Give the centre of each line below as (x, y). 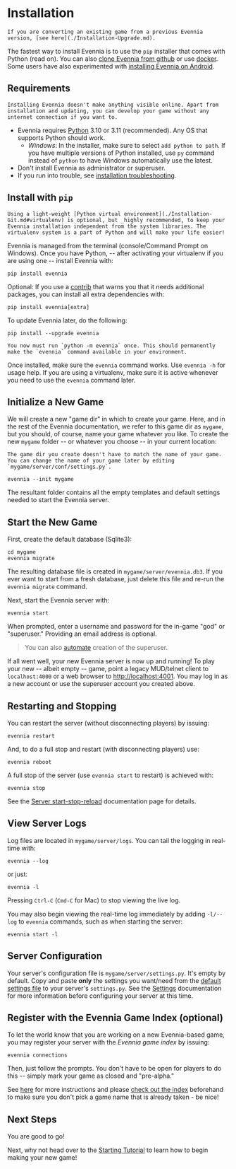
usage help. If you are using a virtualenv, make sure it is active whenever (113, 372)
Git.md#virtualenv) (36, 220)
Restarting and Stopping (62, 706)
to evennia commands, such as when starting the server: (101, 921)
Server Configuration (55, 956)
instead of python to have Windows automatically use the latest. (120, 160)
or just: (18, 874)
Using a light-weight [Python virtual (64, 214)
